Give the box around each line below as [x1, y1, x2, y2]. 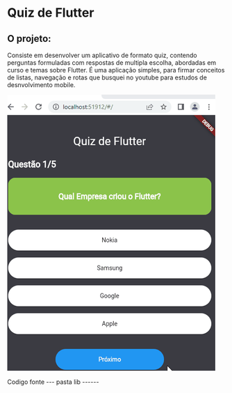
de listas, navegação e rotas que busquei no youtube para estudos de [7, 73, 207, 82]
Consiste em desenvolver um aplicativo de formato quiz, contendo [7, 51, 198, 59]
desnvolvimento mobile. [7, 81, 76, 88]
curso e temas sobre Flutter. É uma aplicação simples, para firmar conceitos [7, 66, 225, 74]
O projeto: [7, 33, 51, 45]
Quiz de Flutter [7, 5, 94, 21]
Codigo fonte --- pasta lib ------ [7, 378, 99, 386]
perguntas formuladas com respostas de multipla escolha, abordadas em [7, 59, 217, 67]
